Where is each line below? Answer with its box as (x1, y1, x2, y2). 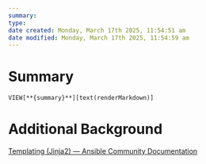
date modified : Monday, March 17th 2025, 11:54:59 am (8, 33, 190, 42)
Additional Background (8, 120, 163, 139)
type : (8, 19, 26, 27)
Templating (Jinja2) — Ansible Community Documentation (8, 147, 198, 156)
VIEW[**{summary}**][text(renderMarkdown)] (8, 94, 154, 102)
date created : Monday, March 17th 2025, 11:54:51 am (8, 26, 186, 34)
